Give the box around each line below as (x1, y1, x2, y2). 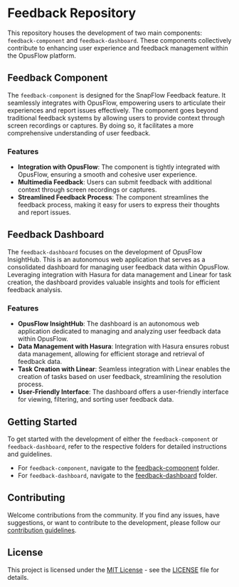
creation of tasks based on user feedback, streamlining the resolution (17, 373, 222, 381)
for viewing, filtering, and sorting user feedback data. (17, 395, 174, 404)
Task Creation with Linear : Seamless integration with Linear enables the (17, 365, 230, 373)
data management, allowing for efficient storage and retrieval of (17, 350, 205, 358)
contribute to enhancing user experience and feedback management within (7, 43, 228, 52)
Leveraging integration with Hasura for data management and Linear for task (7, 270, 232, 279)
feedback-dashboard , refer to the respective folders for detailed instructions (7, 442, 228, 450)
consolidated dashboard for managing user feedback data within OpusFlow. (7, 262, 230, 271)
